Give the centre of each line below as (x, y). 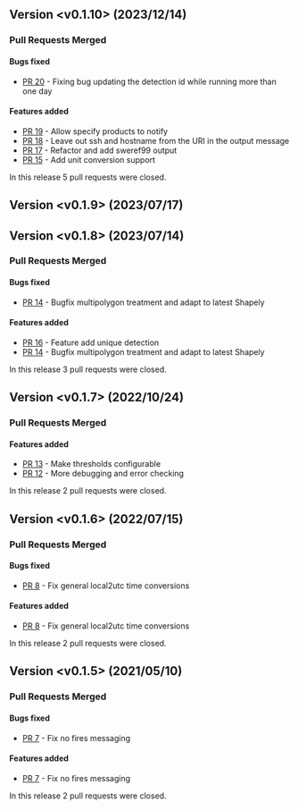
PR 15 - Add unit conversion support (89, 159)
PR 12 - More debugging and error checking (103, 474)
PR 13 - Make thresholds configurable (91, 464)
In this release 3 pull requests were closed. (88, 369)
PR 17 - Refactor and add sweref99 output (99, 150)
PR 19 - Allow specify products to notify (95, 131)
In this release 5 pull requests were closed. (88, 177)
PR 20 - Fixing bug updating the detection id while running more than (149, 81)
